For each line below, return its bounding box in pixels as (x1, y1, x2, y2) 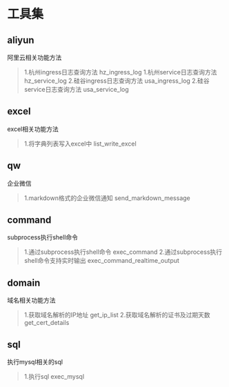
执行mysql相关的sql (7, 358, 63, 366)
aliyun (7, 34, 34, 46)
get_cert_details (23, 319, 70, 327)
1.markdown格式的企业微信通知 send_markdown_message (23, 194, 191, 202)
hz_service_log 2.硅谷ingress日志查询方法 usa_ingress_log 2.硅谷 (23, 77, 210, 85)
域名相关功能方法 (7, 296, 56, 304)
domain (7, 277, 41, 288)
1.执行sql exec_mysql (23, 373, 85, 381)
